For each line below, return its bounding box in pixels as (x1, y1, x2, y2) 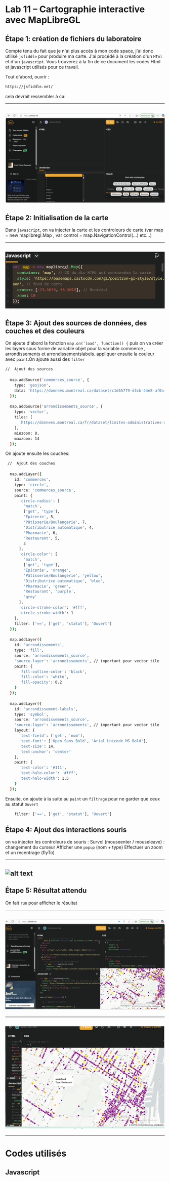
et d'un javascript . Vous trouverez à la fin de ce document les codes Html (5, 59, 161, 64)
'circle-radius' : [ (18, 498, 60, 503)
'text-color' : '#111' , (18, 765, 67, 770)
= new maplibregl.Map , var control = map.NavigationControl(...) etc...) (5, 232, 152, 238)
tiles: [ (14, 415, 33, 420)
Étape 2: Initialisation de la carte (5, 214, 109, 222)
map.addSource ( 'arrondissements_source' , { (10, 404, 103, 409)
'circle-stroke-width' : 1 (18, 610, 73, 615)
